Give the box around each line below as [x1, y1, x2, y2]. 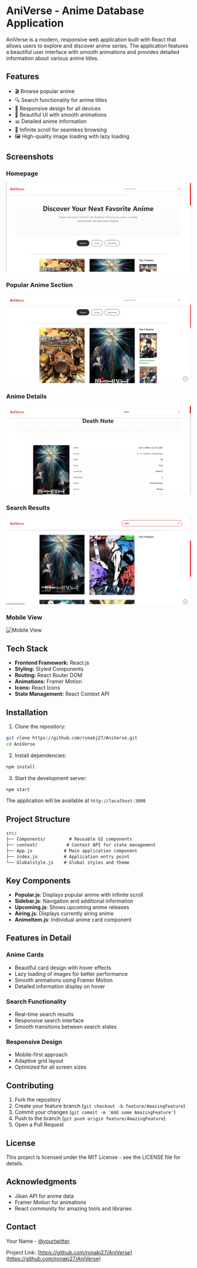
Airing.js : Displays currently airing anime [14, 910, 114, 917]
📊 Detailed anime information [14, 117, 87, 124]
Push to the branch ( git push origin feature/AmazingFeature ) [14, 1115, 166, 1122]
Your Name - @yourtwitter [6, 1238, 70, 1245]
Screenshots [6, 152, 54, 162]
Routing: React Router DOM [14, 672, 83, 679]
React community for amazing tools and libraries [14, 1205, 132, 1212]
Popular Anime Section [6, 281, 73, 289]
